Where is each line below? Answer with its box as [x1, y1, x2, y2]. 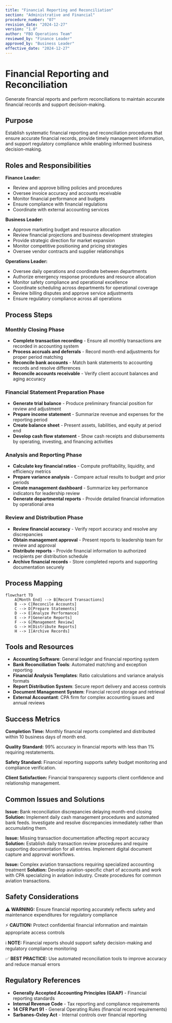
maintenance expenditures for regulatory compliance [5, 911, 118, 918]
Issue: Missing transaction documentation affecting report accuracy [5, 835, 150, 841]
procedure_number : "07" [5, 17, 56, 22]
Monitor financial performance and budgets [12, 196, 105, 202]
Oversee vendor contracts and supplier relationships [12, 248, 124, 254]
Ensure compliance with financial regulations [12, 201, 108, 207]
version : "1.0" [5, 27, 38, 32]
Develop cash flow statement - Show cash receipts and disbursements [12, 433, 165, 440]
